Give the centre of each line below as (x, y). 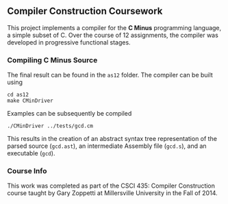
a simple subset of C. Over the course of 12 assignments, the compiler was (113, 35)
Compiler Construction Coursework (85, 11)
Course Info (27, 171)
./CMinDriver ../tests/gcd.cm (50, 126)
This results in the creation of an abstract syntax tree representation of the (112, 139)
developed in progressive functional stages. (69, 42)
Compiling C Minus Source (52, 60)
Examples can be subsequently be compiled (69, 114)
